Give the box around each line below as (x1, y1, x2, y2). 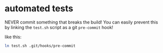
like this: (4, 34, 22, 40)
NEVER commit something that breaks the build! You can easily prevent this (4, 19, 159, 25)
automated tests (4, 3, 74, 14)
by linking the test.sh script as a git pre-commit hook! (4, 24, 114, 30)
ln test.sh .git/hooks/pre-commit (4, 43, 76, 48)
